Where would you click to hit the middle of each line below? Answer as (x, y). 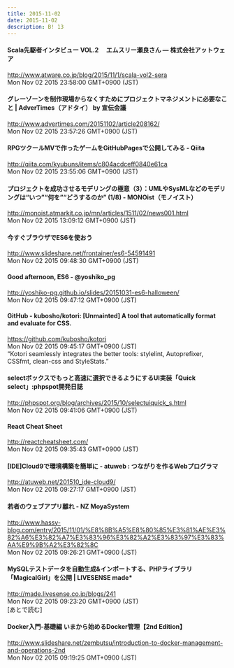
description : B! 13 (36, 27)
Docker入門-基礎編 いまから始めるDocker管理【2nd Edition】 (97, 627)
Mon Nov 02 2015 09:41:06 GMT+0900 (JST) (72, 410)
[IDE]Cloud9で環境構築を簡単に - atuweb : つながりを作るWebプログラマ (113, 466)
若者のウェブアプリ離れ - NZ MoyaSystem (68, 506)
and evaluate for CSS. (39, 323)
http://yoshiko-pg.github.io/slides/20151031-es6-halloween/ (93, 292)
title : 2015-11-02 (34, 14)
